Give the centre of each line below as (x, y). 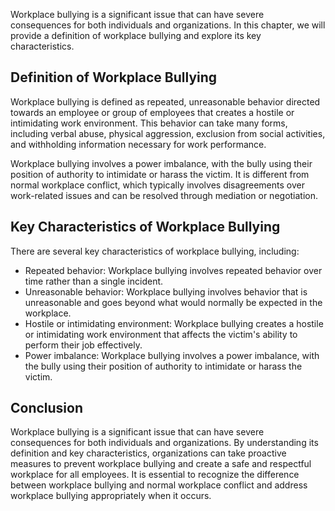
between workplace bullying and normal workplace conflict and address (159, 485)
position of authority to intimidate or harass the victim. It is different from (160, 174)
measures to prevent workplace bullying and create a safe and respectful (161, 464)
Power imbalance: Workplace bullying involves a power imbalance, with (172, 355)
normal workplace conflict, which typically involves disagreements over (157, 185)
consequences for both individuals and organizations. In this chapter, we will (168, 25)
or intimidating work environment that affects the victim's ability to (161, 334)
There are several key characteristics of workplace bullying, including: (155, 251)
